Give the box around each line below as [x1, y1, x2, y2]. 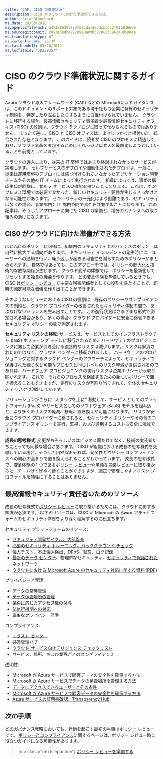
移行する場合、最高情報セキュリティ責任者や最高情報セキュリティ [13, 118, 145, 124]
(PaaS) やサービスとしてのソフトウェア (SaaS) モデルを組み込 [27, 403, 152, 409]
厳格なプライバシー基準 [12, 612, 59, 618]
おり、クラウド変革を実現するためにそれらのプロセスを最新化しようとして [5, 143, 154, 148]
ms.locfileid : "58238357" [5, 48, 57, 53]
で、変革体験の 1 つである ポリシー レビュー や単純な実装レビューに [5, 462, 138, 468]
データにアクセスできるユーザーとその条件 [12, 684, 97, 690]
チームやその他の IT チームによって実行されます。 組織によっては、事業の [5, 177, 152, 183]
